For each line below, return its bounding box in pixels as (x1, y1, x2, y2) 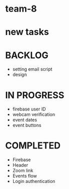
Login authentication (12, 178, 55, 184)
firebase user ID (12, 106, 46, 112)
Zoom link (12, 168, 34, 174)
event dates (12, 117, 37, 123)
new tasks (5, 26, 49, 38)
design (12, 71, 27, 78)
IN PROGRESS (5, 89, 64, 101)
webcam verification (12, 111, 55, 118)
